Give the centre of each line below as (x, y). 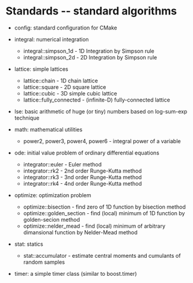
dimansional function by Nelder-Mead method (80, 232)
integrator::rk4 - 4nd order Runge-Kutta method (83, 183)
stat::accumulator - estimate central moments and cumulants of (102, 255)
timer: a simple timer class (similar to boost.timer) (75, 273)
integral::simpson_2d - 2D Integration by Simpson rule (90, 57)
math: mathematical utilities (48, 129)
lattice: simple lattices (41, 69)
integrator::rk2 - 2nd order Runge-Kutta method (82, 171)
